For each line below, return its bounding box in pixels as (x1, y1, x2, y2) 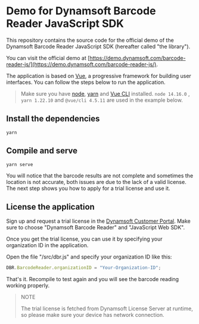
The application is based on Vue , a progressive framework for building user (6, 72, 192, 79)
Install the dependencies (6, 114, 100, 124)
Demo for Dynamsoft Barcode (6, 4, 156, 18)
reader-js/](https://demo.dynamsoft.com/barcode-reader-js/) (6, 61, 157, 68)
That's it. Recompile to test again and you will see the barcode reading (6, 276, 179, 283)
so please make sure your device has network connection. (20, 311, 164, 319)
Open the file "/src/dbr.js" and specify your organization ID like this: (6, 253, 172, 260)
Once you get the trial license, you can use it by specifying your (6, 235, 163, 242)
